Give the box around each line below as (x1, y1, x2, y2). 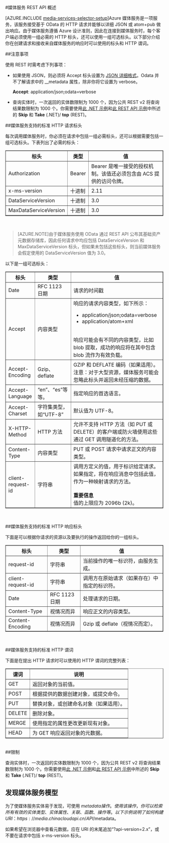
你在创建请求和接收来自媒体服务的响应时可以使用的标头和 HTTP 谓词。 (5, 40, 151, 46)
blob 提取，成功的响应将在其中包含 (73, 344, 155, 351)
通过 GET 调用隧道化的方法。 (73, 436, 142, 443)
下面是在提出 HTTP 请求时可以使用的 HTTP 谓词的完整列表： (5, 658, 130, 663)
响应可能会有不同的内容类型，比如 (73, 336, 154, 343)
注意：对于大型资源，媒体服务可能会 (73, 369, 159, 376)
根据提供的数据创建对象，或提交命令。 (32, 690, 123, 697)
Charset (8, 410, 28, 417)
